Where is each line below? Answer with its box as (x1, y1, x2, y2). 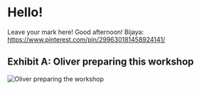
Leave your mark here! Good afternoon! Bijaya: (7, 28, 144, 36)
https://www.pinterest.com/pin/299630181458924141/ (7, 35, 165, 43)
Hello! (7, 4, 43, 21)
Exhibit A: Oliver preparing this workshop (7, 56, 194, 68)
